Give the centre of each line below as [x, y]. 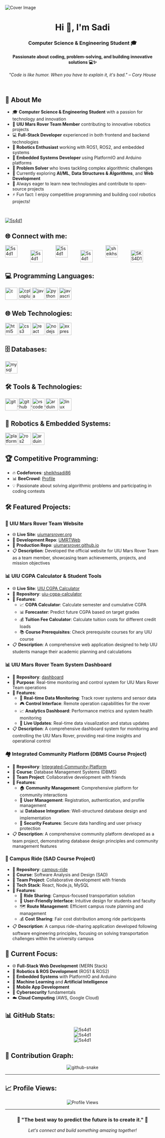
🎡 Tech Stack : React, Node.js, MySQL [51, 885]
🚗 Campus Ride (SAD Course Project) [50, 859]
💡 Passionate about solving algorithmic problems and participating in [82, 486]
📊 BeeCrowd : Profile [34, 478]
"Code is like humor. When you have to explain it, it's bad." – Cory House [82, 75]
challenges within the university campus [53, 938]
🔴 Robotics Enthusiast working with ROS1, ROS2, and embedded [78, 147]
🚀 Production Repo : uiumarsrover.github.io [55, 545]
